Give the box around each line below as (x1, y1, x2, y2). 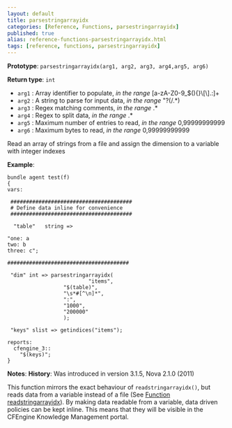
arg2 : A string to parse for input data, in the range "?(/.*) (17, 96, 180, 105)
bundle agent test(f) (7, 174, 70, 181)
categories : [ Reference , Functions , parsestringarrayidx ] (7, 23, 179, 30)
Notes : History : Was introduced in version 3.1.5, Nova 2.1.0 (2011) (7, 369, 195, 378)
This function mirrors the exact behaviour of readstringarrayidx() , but (7, 383, 211, 391)
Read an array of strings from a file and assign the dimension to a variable (7, 140, 219, 147)
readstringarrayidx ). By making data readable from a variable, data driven (7, 398, 218, 406)
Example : (7, 161, 35, 168)
